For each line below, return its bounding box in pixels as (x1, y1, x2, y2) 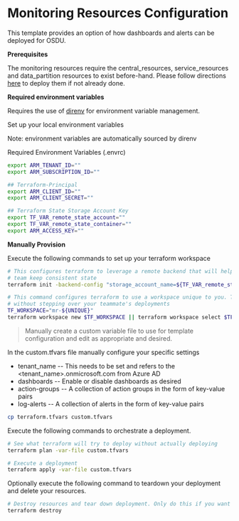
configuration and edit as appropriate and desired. (24, 334, 173, 343)
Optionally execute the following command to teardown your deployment (7, 479, 221, 488)
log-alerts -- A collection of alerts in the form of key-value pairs (17, 399, 204, 408)
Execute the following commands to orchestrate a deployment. (7, 426, 191, 435)
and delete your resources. (7, 487, 87, 495)
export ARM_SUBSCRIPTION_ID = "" (7, 168, 100, 175)
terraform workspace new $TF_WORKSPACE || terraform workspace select (7, 314, 221, 321)
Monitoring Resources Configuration (7, 5, 229, 21)
